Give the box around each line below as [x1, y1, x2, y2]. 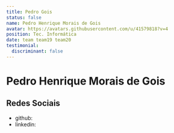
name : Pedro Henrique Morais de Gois [6, 20, 101, 26]
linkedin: [14, 120, 36, 128]
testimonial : [6, 43, 39, 49]
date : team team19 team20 [6, 37, 71, 43]
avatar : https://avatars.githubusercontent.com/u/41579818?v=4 [6, 25, 169, 32]
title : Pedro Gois [6, 8, 52, 15]
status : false [6, 15, 42, 21]
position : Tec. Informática [6, 31, 77, 37]
